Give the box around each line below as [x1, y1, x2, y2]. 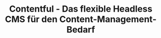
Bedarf [66, 24, 96, 35]
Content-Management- [59, 14, 157, 25]
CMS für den [4, 14, 58, 25]
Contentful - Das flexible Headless [9, 3, 153, 15]
